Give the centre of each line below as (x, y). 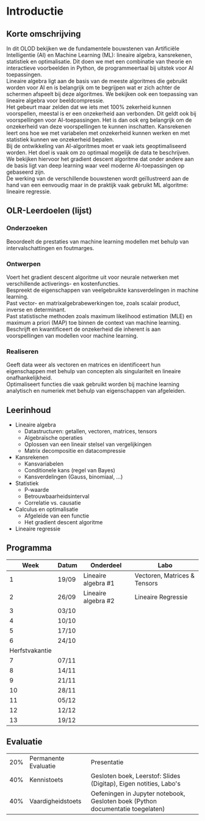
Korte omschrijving (44, 34)
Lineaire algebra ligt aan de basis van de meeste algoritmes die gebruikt (97, 81)
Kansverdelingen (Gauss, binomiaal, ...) (74, 477)
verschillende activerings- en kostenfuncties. (63, 283)
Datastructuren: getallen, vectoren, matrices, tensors (91, 431)
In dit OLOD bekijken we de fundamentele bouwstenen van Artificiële (93, 48)
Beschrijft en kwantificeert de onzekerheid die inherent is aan (84, 329)
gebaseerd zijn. (26, 172)
